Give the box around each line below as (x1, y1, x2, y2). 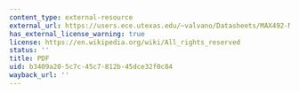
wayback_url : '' (9, 71, 69, 80)
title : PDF (9, 54, 50, 63)
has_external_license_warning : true (9, 29, 145, 38)
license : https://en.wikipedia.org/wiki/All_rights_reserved (9, 37, 241, 47)
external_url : (9, 21, 62, 30)
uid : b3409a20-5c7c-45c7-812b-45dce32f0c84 (9, 63, 174, 72)
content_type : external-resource (9, 12, 133, 22)
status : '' (9, 46, 50, 55)
